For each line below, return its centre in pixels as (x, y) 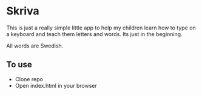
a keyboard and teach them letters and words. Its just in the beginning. (95, 34)
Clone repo (29, 79)
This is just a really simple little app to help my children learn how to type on (101, 28)
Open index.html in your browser (56, 85)
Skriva (23, 11)
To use (19, 65)
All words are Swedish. (35, 46)
